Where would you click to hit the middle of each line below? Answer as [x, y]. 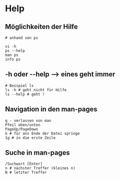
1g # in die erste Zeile [30, 138]
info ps [13, 59]
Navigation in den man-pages [51, 109]
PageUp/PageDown [22, 129]
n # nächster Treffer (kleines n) [40, 168]
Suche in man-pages [37, 153]
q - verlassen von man [28, 121]
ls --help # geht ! [25, 94]
